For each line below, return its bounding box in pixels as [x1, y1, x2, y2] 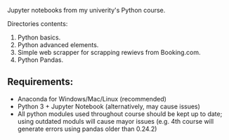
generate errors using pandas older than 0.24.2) [17, 125, 157, 133]
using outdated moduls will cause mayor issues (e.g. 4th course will [17, 117, 214, 125]
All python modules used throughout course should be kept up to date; [17, 109, 223, 118]
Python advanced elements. [17, 41, 99, 49]
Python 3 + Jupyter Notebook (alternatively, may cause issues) [17, 102, 200, 110]
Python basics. [17, 33, 61, 42]
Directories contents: [7, 20, 68, 27]
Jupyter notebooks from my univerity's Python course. [7, 6, 166, 14]
